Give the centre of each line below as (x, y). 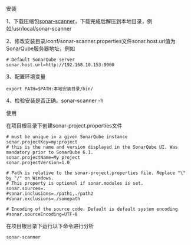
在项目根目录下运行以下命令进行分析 (50, 226)
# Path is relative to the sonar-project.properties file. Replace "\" (96, 173)
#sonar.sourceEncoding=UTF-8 (42, 214)
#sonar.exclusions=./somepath (43, 199)
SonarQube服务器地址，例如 (41, 48)
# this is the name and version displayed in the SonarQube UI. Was (92, 147)
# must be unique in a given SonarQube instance (67, 137)
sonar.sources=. (26, 188)
